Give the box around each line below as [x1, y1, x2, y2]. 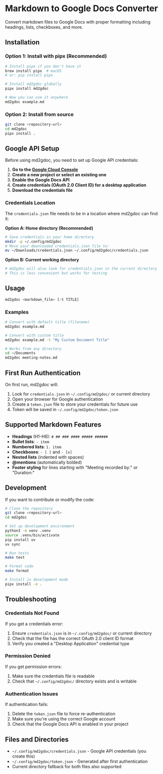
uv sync [5, 542, 21, 547]
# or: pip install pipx [5, 73, 53, 78]
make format [5, 568, 29, 573]
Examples [5, 309, 29, 315]
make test [5, 555, 25, 560]
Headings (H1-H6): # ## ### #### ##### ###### [12, 433, 108, 439]
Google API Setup [5, 144, 60, 153]
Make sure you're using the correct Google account [12, 716, 115, 722]
